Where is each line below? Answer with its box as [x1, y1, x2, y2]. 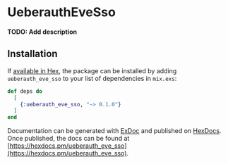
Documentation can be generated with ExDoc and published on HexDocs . [7, 127, 222, 135]
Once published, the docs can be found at [7, 134, 130, 143]
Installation [7, 48, 58, 60]
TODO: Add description [7, 27, 78, 36]
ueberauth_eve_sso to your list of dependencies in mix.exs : [7, 74, 177, 82]
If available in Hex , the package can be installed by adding [7, 66, 177, 75]
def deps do [7, 87, 42, 95]
